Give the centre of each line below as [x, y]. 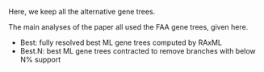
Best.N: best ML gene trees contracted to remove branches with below [138, 51]
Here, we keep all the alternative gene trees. [82, 12]
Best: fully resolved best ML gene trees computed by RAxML [121, 42]
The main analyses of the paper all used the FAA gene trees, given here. [128, 27]
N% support [40, 60]
